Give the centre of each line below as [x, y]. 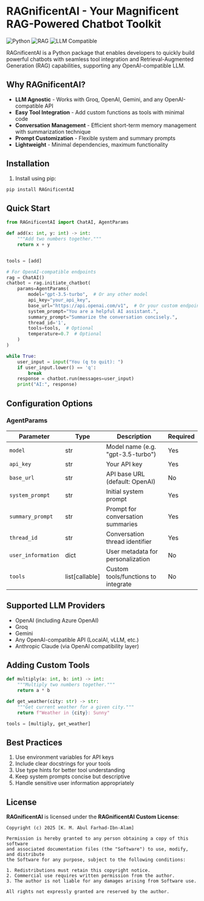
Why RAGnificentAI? [46, 85]
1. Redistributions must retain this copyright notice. [78, 871]
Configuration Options [49, 403]
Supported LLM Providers [56, 606]
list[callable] [82, 577]
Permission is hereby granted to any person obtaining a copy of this [97, 839]
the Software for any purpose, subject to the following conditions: [96, 860]
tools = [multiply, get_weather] [49, 724]
